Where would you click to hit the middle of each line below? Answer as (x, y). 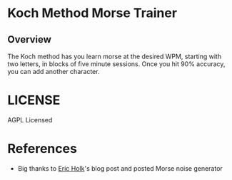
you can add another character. (54, 72)
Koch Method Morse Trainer (92, 13)
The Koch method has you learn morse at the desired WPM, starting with (115, 56)
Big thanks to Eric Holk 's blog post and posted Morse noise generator (120, 168)
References (42, 149)
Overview (30, 39)
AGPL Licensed (30, 120)
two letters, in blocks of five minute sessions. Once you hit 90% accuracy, (116, 64)
